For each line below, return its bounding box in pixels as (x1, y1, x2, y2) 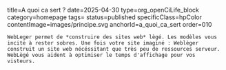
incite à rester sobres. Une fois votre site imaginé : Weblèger (7, 40, 198, 47)
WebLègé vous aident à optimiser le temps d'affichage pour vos (7, 51, 196, 58)
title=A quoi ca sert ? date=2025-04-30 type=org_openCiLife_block (7, 6, 200, 14)
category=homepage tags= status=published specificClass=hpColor (7, 13, 202, 21)
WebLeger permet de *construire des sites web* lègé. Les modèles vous (7, 34, 217, 40)
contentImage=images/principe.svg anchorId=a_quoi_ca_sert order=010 (7, 21, 212, 28)
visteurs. (7, 58, 36, 65)
